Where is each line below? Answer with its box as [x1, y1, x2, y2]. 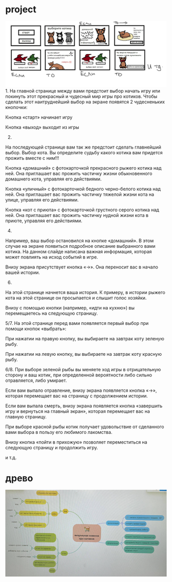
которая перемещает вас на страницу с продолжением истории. [5, 393, 148, 399]
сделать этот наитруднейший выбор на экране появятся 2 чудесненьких [5, 99, 165, 105]
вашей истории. [5, 269, 40, 276]
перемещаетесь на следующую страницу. [5, 310, 98, 317]
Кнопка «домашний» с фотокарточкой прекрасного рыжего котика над [5, 165, 162, 171]
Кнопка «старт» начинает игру [5, 114, 73, 120]
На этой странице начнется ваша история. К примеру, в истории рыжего [5, 289, 165, 296]
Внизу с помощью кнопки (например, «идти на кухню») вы [5, 305, 135, 311]
